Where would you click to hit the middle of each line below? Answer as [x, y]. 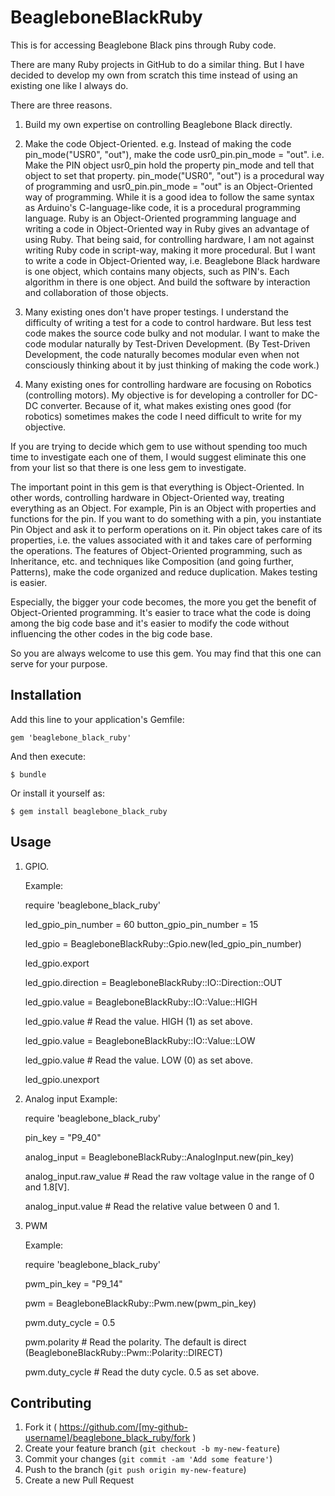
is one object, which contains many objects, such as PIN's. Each [157, 271]
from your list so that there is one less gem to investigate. [128, 467]
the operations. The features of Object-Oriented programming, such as [156, 550]
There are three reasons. [61, 105]
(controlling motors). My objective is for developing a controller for [162, 395]
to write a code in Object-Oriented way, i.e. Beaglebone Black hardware [172, 260]
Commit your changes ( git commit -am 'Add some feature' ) [148, 1459]
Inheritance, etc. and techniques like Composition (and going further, [152, 561]
